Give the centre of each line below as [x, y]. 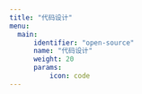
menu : [19, 26]
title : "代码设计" [41, 17]
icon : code [70, 76]
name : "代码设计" [62, 51]
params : [48, 68]
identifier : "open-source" [84, 43]
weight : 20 [53, 59]
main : [28, 34]
